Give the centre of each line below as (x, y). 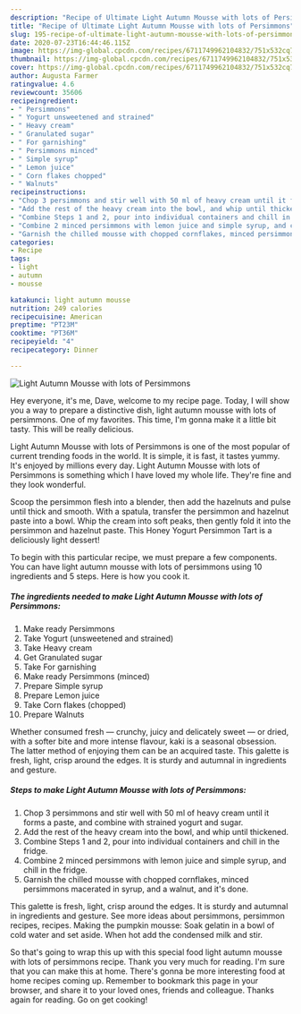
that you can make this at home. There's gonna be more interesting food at (148, 971)
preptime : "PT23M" (44, 325)
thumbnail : (30, 59)
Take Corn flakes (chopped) (75, 704)
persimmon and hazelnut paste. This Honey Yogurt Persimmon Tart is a (141, 530)
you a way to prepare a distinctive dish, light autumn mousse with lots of (143, 410)
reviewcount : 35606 (46, 92)
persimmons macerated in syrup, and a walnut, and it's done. (136, 889)
